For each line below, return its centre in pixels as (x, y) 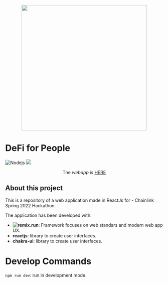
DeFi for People (38, 148)
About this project (34, 188)
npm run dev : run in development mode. (46, 275)
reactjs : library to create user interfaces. (54, 235)
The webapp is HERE (84, 172)
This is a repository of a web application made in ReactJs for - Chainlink (79, 200)
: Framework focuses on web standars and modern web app (101, 225)
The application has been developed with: (48, 215)
